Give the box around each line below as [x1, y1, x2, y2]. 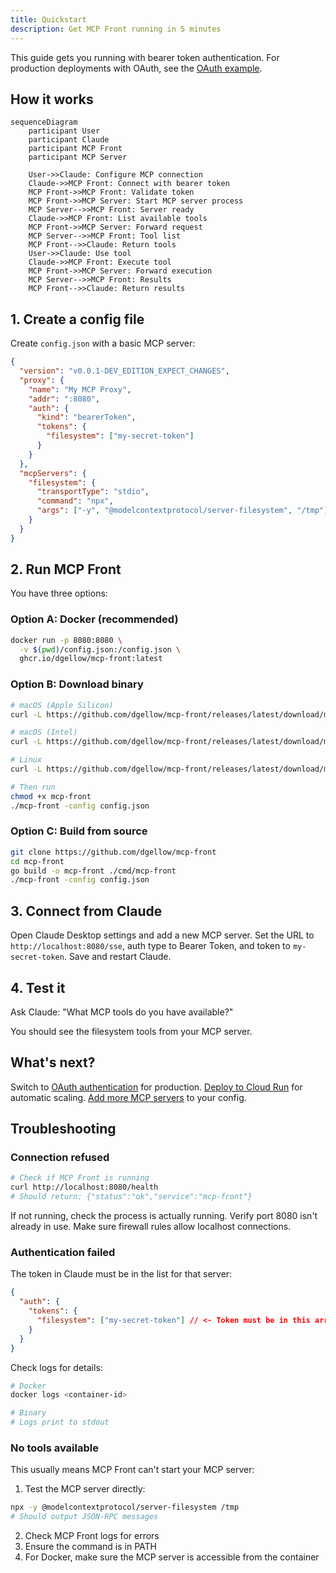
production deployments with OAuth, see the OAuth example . [10, 62, 263, 74]
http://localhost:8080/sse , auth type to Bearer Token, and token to [10, 940, 291, 952]
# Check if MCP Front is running [10, 1173, 150, 1183]
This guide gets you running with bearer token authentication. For [10, 51, 280, 63]
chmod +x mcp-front [10, 791, 92, 801]
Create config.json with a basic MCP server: [10, 337, 196, 350]
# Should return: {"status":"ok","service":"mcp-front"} [10, 1192, 253, 1202]
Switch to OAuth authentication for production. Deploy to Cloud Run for [10, 1081, 303, 1093]
